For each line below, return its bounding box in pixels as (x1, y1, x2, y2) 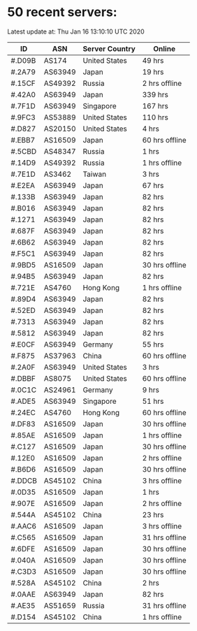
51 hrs (142, 396, 164, 406)
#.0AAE (10, 589, 36, 599)
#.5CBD (10, 146, 37, 156)
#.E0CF (10, 340, 36, 349)
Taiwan (82, 169, 107, 179)
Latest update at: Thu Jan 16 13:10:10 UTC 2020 (7, 27, 145, 36)
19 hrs (142, 67, 164, 77)
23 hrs (142, 509, 164, 519)
